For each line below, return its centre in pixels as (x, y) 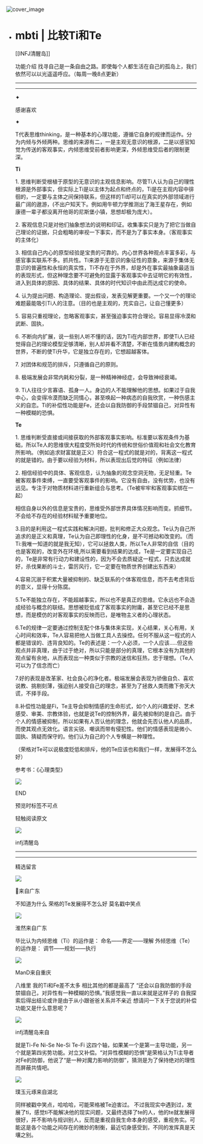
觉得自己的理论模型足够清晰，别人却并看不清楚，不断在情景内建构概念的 (105, 344)
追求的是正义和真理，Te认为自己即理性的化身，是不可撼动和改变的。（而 (104, 536)
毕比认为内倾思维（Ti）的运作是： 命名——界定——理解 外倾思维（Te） (104, 940)
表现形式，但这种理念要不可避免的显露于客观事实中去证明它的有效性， (108, 275)
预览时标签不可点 (36, 805)
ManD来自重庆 (33, 972)
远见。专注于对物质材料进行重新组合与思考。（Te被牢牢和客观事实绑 (99, 488)
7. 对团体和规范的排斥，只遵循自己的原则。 (68, 364)
